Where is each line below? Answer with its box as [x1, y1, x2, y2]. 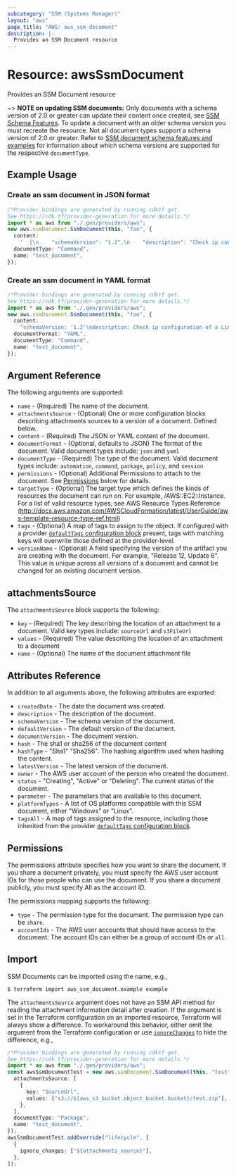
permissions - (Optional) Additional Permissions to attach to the [17, 469, 202, 477]
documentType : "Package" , [13, 1114, 90, 1122]
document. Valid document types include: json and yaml [17, 447, 180, 455]
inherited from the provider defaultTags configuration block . [17, 822, 192, 830]
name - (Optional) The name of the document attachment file [17, 649, 191, 658]
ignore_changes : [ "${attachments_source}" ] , [20, 1147, 152, 1154]
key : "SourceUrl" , [25, 1088, 80, 1095]
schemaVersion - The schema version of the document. [17, 717, 176, 725]
